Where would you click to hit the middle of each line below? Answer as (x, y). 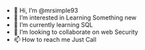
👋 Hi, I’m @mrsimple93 (46, 10)
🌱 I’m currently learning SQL (53, 25)
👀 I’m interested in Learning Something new (75, 18)
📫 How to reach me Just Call (55, 40)
